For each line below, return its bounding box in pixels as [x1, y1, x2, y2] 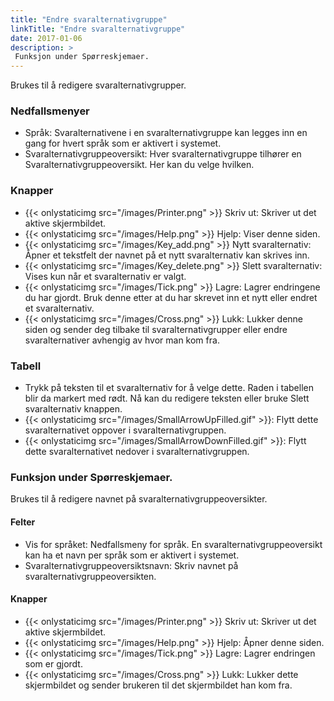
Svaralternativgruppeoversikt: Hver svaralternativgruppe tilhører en [24, 148, 302, 160]
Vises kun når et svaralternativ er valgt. [24, 270, 187, 282]
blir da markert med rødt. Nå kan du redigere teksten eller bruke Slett [24, 392, 310, 405]
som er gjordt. [24, 657, 83, 670]
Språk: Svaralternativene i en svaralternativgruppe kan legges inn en [24, 127, 308, 139]
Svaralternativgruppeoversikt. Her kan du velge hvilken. [24, 159, 255, 171]
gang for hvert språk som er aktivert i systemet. [24, 137, 222, 150]
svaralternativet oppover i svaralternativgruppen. [24, 424, 227, 436]
